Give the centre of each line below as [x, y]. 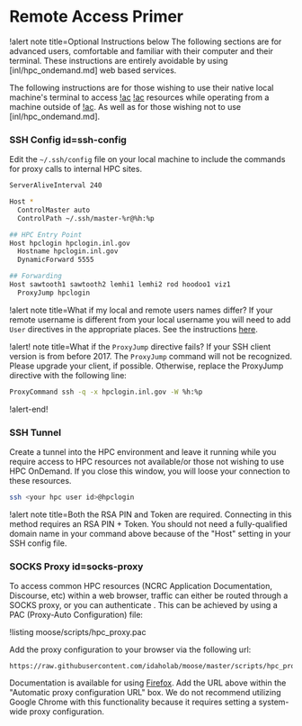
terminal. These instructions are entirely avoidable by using [119, 60]
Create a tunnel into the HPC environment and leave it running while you [143, 452]
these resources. [40, 481]
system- [274, 702]
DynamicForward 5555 [56, 260]
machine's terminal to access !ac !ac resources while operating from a [139, 97]
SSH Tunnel [35, 432]
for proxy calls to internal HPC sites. [75, 169]
